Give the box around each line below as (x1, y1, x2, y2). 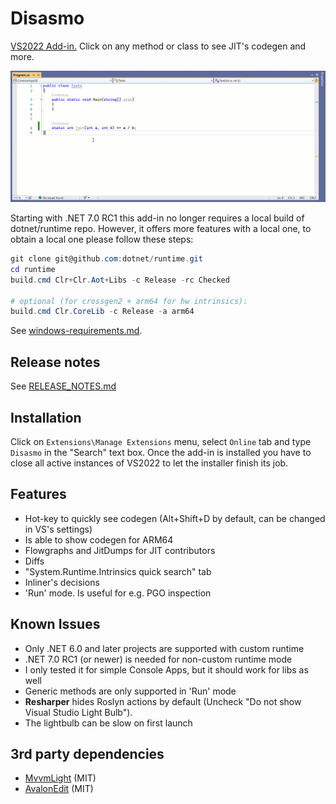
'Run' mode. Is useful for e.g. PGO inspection (24, 587, 212, 599)
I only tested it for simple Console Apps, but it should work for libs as (24, 663, 309, 676)
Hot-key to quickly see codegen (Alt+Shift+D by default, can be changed (24, 512, 326, 524)
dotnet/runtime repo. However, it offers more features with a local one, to (10, 223, 312, 235)
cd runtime (10, 264, 56, 274)
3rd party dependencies (10, 745, 165, 762)
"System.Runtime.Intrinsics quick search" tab (24, 565, 212, 577)
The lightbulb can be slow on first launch (24, 717, 193, 729)
